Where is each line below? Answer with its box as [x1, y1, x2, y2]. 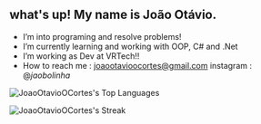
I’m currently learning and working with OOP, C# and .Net [22, 41, 238, 52]
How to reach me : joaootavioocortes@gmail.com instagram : [22, 60, 253, 71]
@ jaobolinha [22, 70, 71, 81]
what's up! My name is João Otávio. [9, 7, 216, 23]
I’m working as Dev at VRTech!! [22, 50, 140, 62]
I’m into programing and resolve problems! [22, 31, 182, 42]
